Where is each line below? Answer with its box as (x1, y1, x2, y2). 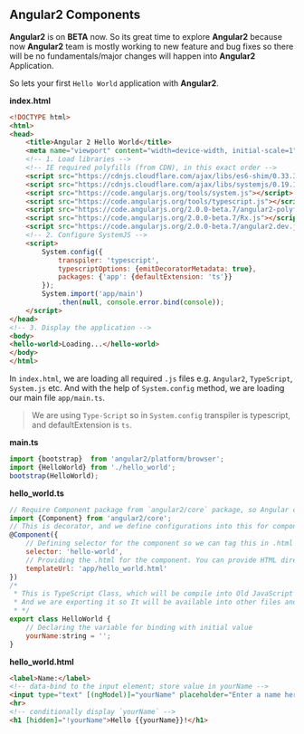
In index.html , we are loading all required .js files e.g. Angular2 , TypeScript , (9, 373, 293, 384)
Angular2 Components (9, 7, 141, 23)
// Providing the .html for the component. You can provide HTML (25, 556, 278, 565)
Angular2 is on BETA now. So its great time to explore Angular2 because (9, 31, 283, 42)
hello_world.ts (9, 488, 65, 499)
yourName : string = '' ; (25, 631, 111, 641)
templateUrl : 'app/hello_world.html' (25, 564, 168, 573)
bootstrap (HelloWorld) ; (9, 471, 100, 481)
